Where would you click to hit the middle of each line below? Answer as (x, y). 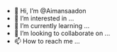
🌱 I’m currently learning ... (52, 26)
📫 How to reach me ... (47, 41)
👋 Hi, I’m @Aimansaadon (50, 11)
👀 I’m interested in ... (44, 18)
